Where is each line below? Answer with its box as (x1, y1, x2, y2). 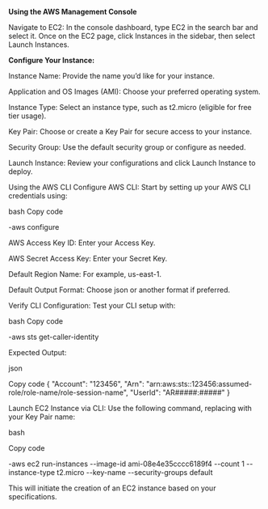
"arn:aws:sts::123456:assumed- (145, 380, 253, 388)
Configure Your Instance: (8, 56, 95, 65)
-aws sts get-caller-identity (8, 332, 99, 341)
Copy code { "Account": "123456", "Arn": (8, 380, 144, 388)
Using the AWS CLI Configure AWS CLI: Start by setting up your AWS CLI (8, 182, 251, 192)
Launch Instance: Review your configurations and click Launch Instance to (8, 158, 256, 168)
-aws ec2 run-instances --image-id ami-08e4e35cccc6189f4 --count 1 (8, 459, 245, 469)
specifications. (8, 492, 58, 501)
